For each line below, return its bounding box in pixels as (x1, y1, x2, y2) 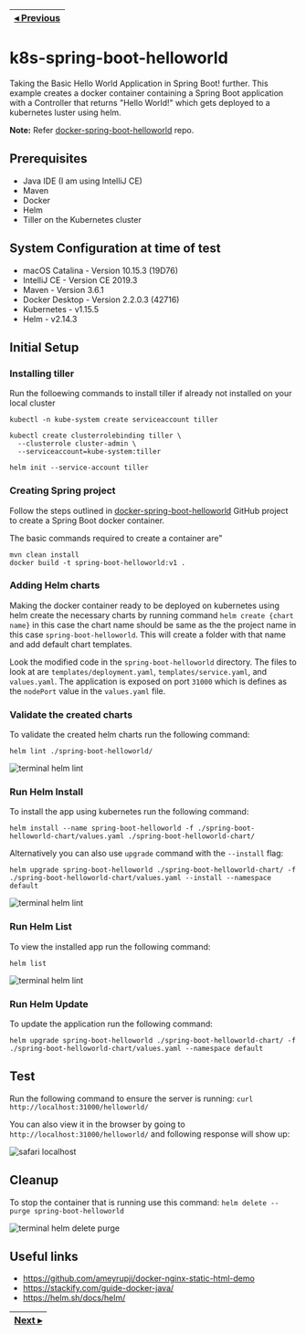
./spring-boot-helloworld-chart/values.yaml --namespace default (9, 1045, 263, 1054)
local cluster (9, 397, 57, 409)
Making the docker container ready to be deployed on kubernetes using (9, 600, 280, 611)
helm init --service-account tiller (9, 463, 149, 473)
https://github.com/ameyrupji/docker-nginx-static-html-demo (22, 1273, 256, 1284)
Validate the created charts (9, 708, 133, 720)
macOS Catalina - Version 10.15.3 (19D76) (22, 265, 179, 276)
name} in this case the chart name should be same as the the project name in (9, 619, 297, 630)
